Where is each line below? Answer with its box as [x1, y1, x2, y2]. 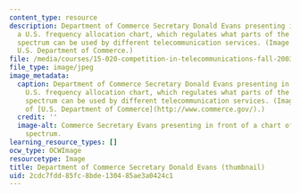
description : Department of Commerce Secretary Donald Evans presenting [9, 21, 286, 30]
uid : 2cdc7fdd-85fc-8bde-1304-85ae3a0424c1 [9, 171, 174, 180]
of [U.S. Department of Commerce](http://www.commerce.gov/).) [25, 105, 266, 114]
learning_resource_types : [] [9, 138, 118, 147]
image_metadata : [9, 72, 70, 80]
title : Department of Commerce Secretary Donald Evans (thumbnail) [9, 163, 266, 172]
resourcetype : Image [9, 154, 87, 164]
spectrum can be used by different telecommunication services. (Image [17, 38, 290, 47]
